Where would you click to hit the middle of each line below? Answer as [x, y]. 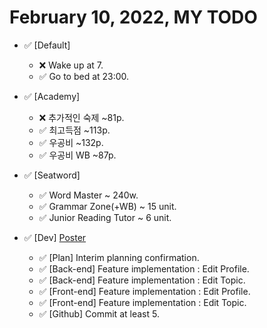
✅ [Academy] [52, 96]
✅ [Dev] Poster [55, 237]
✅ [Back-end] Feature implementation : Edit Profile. [144, 268]
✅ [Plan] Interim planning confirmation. [119, 257]
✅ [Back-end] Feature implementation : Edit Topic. [142, 280]
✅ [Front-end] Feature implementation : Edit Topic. [142, 302]
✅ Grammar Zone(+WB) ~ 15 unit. [107, 206]
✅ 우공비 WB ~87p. [77, 155]
